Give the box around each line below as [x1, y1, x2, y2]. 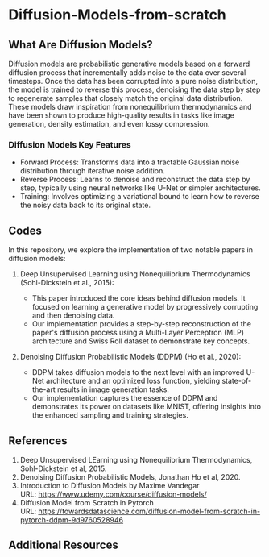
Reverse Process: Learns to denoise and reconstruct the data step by [19, 175, 250, 185]
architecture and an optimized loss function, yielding [45, 376, 220, 386]
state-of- [221, 376, 252, 386]
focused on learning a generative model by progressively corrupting [31, 302, 259, 312]
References [8, 434, 68, 447]
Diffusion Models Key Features [8, 139, 131, 150]
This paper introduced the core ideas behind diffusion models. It [31, 293, 246, 303]
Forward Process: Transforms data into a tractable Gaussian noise [19, 157, 240, 167]
